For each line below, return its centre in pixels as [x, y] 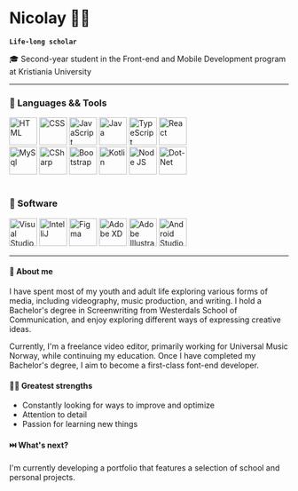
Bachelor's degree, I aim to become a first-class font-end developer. [134, 365]
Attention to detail [55, 415]
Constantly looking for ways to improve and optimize [118, 405]
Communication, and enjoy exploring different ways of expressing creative [145, 320]
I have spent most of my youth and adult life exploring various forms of [139, 291]
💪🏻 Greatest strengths [51, 385]
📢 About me [31, 272]
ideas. [20, 329]
